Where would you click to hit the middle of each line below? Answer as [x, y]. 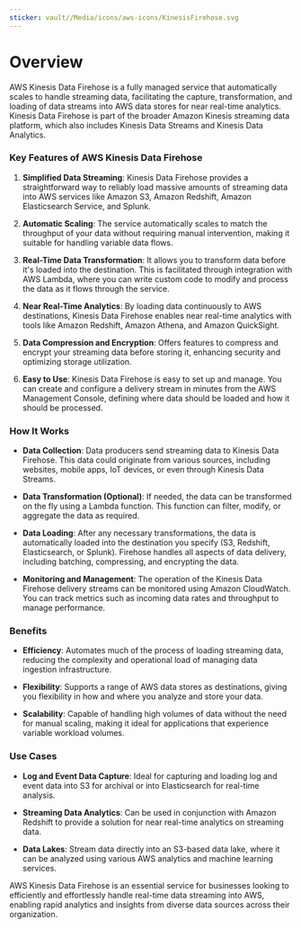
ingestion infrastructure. [67, 669]
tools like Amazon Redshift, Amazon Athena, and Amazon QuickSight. [151, 325]
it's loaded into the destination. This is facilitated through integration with [157, 270]
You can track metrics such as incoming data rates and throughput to [150, 598]
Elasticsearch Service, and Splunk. [86, 206]
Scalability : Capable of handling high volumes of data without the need [155, 714]
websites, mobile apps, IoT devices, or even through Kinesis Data [143, 470]
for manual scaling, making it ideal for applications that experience [146, 723]
